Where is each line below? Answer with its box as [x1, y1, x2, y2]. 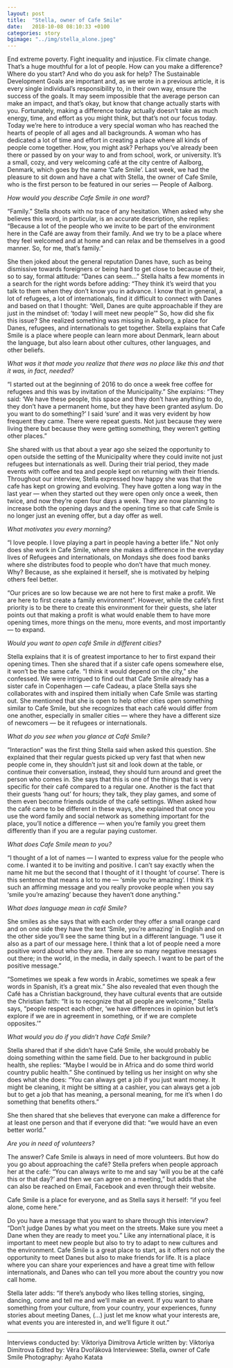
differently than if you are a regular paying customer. [7, 827, 157, 835]
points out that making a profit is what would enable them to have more [7, 611, 211, 619]
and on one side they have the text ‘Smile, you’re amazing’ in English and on [7, 925, 225, 933]
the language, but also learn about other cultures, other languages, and [7, 339, 211, 347]
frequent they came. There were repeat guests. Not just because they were [7, 417, 223, 425]
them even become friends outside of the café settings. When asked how [7, 797, 217, 805]
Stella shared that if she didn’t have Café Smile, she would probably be [7, 1046, 209, 1054]
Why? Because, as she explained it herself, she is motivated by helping [7, 568, 210, 576]
